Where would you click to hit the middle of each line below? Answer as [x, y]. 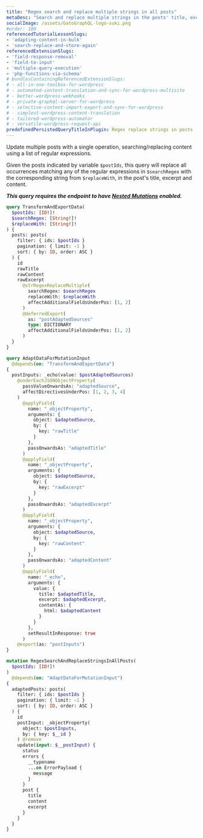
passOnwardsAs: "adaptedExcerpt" [70, 504]
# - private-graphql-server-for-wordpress [60, 101]
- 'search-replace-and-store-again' [52, 46]
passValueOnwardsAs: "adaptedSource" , [71, 386]
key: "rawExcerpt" [62, 487]
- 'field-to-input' [31, 62]
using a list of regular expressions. [49, 153]
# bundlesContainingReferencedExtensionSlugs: [66, 79]
